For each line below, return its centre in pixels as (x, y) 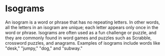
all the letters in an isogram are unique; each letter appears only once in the (82, 27)
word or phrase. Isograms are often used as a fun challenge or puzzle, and (81, 32)
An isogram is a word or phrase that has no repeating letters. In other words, (82, 22)
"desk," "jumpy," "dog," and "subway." (44, 48)
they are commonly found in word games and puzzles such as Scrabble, (78, 38)
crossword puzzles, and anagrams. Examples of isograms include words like (83, 43)
